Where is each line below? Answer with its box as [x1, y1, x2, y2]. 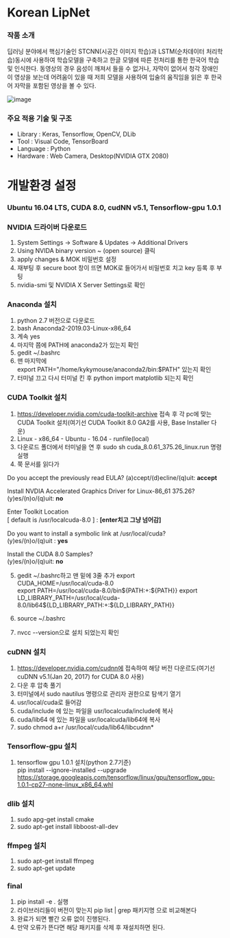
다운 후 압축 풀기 [16, 681, 62, 690]
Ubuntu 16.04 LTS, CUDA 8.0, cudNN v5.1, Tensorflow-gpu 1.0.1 [7, 202, 221, 212]
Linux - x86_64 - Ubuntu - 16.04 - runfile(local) [16, 434, 149, 443]
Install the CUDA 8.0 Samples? [7, 550, 94, 558]
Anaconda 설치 [7, 300, 57, 309]
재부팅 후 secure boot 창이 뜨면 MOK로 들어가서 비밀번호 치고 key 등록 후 [16, 264, 216, 272]
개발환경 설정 [7, 178, 77, 193]
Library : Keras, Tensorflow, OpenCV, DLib [16, 130, 136, 138]
